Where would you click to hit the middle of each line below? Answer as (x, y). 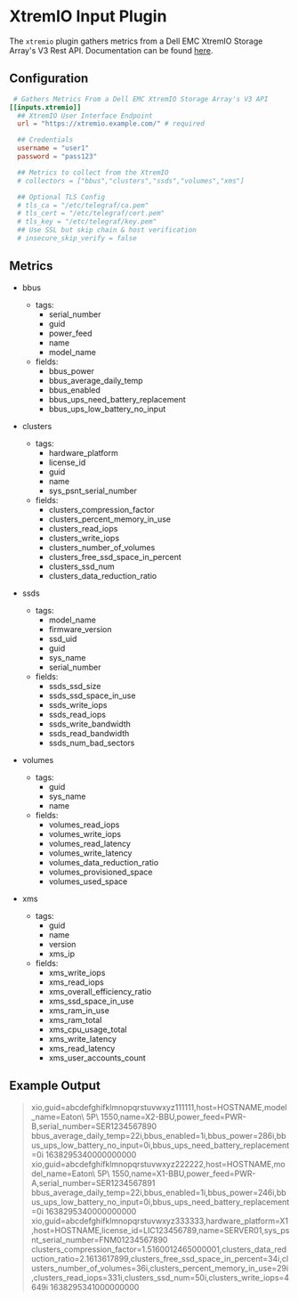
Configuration (49, 79)
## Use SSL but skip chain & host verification (107, 230)
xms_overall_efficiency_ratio (100, 991)
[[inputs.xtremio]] (45, 107)
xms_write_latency (83, 1038)
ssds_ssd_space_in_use (92, 695)
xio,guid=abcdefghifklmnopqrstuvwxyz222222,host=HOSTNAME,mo (158, 1164)
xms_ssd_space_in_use (91, 1001)
